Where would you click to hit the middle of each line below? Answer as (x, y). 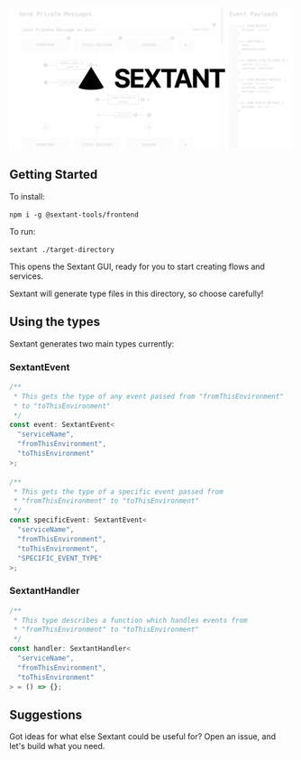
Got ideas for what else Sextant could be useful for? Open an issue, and (143, 737)
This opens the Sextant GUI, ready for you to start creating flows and (137, 266)
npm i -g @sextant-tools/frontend (74, 215)
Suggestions (46, 714)
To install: (27, 196)
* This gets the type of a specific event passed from (118, 491)
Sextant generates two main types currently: (92, 343)
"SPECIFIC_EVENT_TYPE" (60, 558)
